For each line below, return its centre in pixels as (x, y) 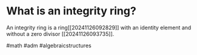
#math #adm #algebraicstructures (49, 45)
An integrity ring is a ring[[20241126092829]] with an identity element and (99, 27)
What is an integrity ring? (71, 11)
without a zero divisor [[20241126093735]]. (60, 33)
